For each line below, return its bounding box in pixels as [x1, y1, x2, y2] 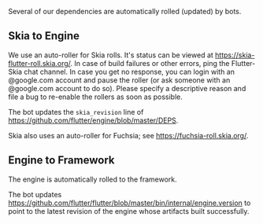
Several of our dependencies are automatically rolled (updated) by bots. [8, 7, 242, 16]
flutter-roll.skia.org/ [8, 58, 71, 68]
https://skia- [215, 50, 255, 60]
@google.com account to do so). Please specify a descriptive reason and [8, 83, 246, 93]
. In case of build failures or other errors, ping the [70, 58, 230, 68]
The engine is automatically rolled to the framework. [8, 174, 177, 184]
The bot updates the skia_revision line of [8, 107, 144, 116]
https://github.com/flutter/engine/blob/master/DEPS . [8, 116, 179, 125]
